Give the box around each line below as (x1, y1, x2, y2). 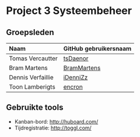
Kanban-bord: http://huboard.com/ (14, 118, 99, 125)
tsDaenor (63, 54, 89, 62)
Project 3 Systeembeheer (6, 4, 132, 17)
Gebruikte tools (6, 103, 64, 113)
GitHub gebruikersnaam (63, 45, 132, 52)
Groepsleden (6, 27, 54, 37)
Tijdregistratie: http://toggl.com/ (14, 124, 92, 131)
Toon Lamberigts (9, 83, 55, 91)
